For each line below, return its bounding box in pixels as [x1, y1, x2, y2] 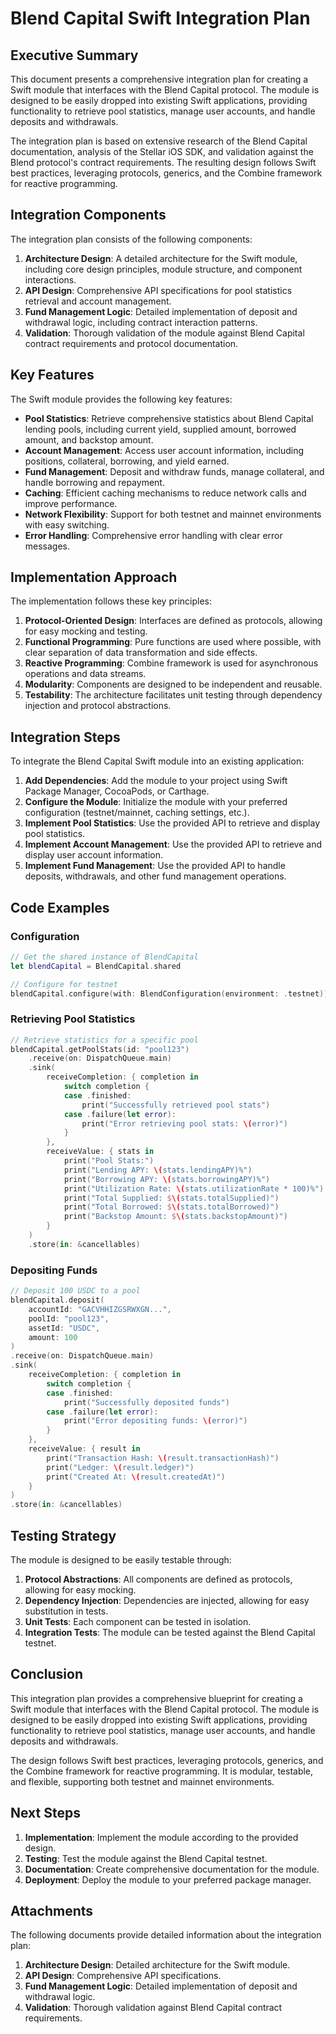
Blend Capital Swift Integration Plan [10, 7, 311, 30]
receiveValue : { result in [28, 1444, 141, 1454]
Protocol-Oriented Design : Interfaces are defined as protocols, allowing [24, 615, 323, 627]
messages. [24, 540, 71, 552]
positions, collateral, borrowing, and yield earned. [24, 455, 230, 467]
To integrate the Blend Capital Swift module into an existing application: [10, 755, 305, 767]
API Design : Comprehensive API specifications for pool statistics [24, 284, 293, 296]
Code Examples [10, 899, 110, 916]
